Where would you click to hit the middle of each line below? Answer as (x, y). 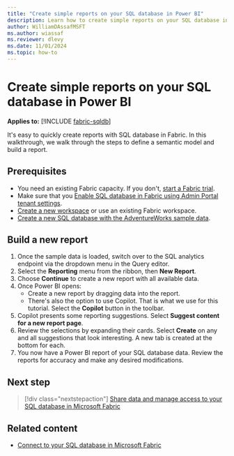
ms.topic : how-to (32, 53)
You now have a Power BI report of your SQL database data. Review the (120, 353)
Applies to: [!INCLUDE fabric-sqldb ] (59, 121)
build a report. (28, 149)
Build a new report (48, 240)
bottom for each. (41, 345)
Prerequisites (37, 172)
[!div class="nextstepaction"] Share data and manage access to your (123, 399)
